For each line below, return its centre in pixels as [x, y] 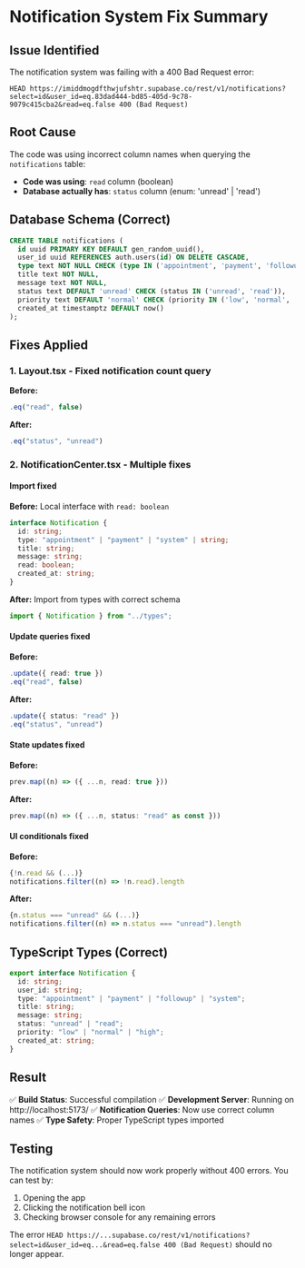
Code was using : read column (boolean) [98, 181]
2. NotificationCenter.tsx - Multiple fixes [100, 464]
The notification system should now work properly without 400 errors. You [149, 1171]
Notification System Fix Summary [139, 17]
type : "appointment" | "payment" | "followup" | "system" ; [132, 998]
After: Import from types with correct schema [95, 599]
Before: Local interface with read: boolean [89, 506]
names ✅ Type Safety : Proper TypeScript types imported [117, 1120]
